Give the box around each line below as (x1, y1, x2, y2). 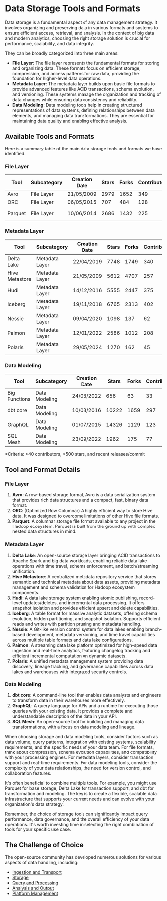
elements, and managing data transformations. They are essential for (12, 112, 154, 118)
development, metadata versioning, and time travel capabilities (26, 631, 155, 637)
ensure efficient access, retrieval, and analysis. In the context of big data (5, 30, 154, 36)
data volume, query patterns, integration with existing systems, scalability (5, 739, 156, 745)
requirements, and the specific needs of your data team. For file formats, (5, 744, 154, 750)
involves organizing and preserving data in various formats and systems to (5, 24, 158, 30)
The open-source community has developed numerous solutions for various (5, 854, 162, 860)
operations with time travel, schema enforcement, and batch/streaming (12, 563, 158, 569)
